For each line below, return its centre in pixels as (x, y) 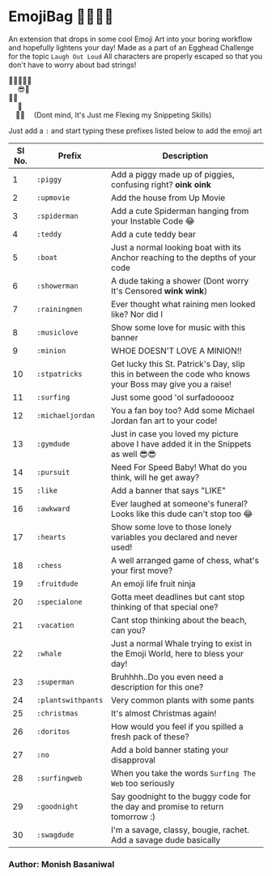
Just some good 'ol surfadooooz (172, 397)
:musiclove (57, 332)
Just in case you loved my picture (174, 434)
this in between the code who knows (181, 374)
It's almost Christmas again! (164, 713)
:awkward (53, 509)
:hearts (51, 537)
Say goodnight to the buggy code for (181, 796)
